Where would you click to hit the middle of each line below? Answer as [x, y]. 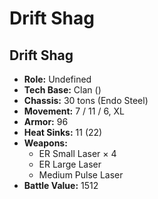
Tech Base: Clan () [62, 90]
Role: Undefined [57, 79]
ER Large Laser [70, 164]
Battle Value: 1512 [61, 185]
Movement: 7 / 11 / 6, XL [74, 111]
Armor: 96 [46, 121]
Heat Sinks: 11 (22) [63, 132]
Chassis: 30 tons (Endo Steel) [86, 100]
